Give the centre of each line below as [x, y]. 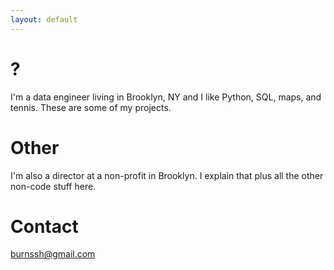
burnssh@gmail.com [53, 254]
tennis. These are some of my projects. [91, 107]
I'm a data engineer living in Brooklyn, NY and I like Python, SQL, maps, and [166, 97]
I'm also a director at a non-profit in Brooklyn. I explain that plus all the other [167, 175]
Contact [44, 226]
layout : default [44, 19]
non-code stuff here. [53, 186]
